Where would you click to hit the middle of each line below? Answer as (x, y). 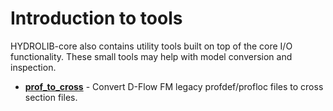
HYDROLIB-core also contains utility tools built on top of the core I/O (151, 46)
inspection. (33, 67)
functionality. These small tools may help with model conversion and (151, 56)
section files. (51, 97)
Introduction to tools (96, 18)
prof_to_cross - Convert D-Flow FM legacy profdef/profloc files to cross (174, 86)
